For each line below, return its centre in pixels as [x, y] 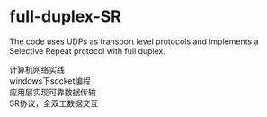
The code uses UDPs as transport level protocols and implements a [134, 41]
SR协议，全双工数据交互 [54, 103]
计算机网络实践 [37, 69]
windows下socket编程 [50, 81]
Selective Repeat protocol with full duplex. [88, 50]
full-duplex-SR [65, 17]
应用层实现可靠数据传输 [53, 92]
